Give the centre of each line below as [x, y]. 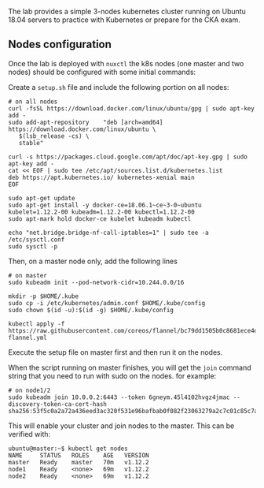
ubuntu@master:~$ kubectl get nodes [68, 449]
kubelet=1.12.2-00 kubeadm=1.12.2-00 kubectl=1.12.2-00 [101, 212]
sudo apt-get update [42, 198]
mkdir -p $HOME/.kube [44, 296]
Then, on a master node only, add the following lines [93, 261]
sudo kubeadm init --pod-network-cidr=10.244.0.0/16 [96, 282]
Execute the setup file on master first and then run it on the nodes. [115, 352]
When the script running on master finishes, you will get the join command [130, 367]
